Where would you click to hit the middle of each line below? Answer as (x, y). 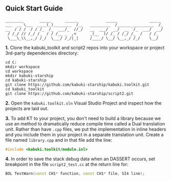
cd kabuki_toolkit (25, 89)
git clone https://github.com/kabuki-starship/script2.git (69, 93)
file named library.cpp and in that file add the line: (59, 140)
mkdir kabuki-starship (29, 75)
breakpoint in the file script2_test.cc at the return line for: (67, 164)
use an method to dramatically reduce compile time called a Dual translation (85, 123)
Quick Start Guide (34, 8)
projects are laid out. (27, 108)
